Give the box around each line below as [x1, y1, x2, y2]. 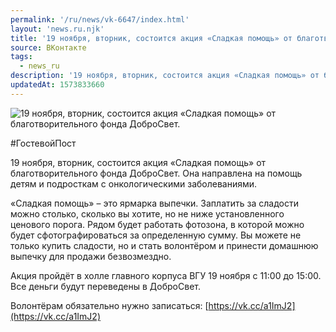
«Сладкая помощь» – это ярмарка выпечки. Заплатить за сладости [10, 197, 299, 209]
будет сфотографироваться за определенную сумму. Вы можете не [10, 229, 302, 241]
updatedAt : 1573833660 [10, 80, 105, 90]
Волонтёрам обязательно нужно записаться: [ [10, 299, 209, 311]
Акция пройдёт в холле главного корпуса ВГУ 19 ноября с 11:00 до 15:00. [10, 269, 322, 281]
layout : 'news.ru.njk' [10, 24, 105, 34]
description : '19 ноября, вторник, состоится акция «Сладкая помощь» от [10, 71, 320, 81]
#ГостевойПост [10, 137, 77, 149]
